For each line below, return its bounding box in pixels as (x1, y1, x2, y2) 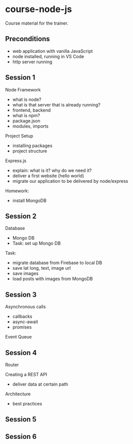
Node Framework (5, 86, 41, 92)
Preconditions (5, 35, 50, 43)
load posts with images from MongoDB (12, 276, 93, 282)
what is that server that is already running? (12, 101, 101, 107)
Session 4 (5, 348, 37, 357)
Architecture (5, 391, 31, 397)
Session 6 (5, 432, 37, 440)
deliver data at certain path (12, 381, 68, 387)
